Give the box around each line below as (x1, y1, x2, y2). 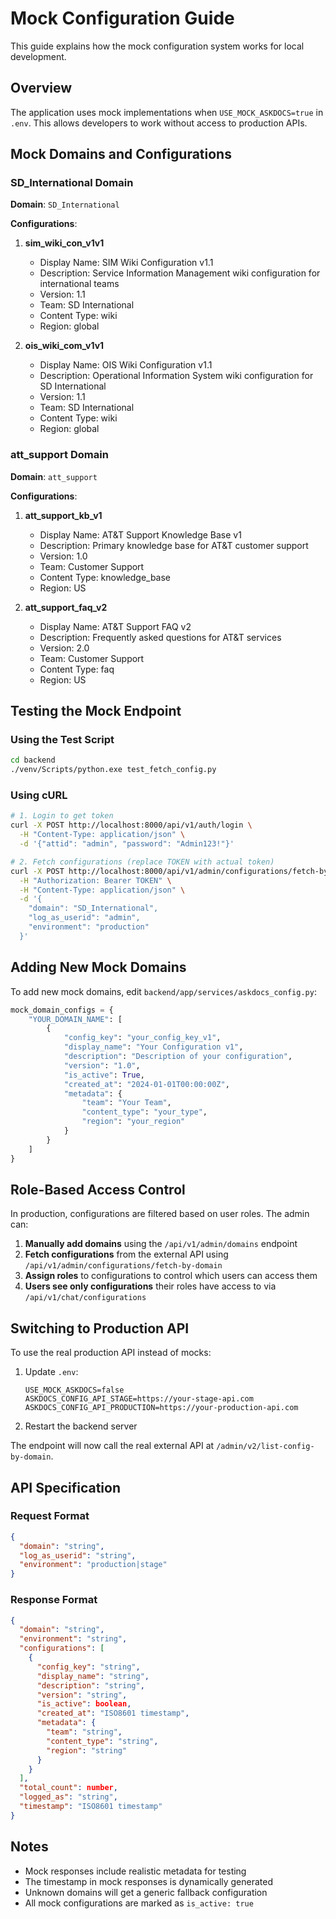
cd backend (10, 755, 56, 766)
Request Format (10, 1509, 90, 1523)
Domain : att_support (10, 470, 98, 482)
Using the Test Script (10, 733, 115, 747)
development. (10, 50, 67, 62)
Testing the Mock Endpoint (10, 703, 182, 720)
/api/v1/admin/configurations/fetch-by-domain (24, 1261, 223, 1271)
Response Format (10, 1593, 98, 1607)
